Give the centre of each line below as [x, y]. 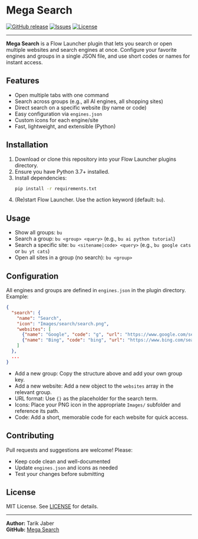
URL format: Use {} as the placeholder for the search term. [86, 398]
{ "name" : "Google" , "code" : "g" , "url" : [72, 335]
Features [23, 81]
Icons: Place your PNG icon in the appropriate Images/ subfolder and [98, 405]
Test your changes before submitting [60, 474]
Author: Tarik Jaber [30, 523]
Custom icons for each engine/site [57, 120]
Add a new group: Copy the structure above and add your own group [98, 373]
